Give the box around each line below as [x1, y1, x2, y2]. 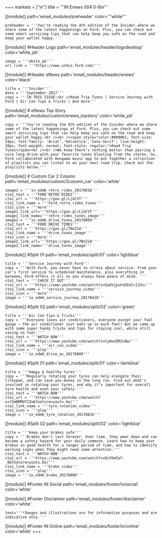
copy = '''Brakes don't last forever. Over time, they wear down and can [5, 434, 158, 439]
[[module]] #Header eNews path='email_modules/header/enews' [5, 72, 135, 77]
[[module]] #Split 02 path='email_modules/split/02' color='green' [5, 304, 136, 310]
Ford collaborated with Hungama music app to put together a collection [5, 156, 155, 161]
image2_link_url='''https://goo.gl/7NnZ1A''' [5, 239, 98, 244]
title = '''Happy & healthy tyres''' [5, 370, 81, 374]
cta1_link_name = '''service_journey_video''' [5, 287, 101, 292]
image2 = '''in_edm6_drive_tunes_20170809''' [5, 218, 98, 223]
